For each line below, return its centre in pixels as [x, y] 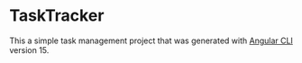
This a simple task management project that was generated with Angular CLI [151, 40]
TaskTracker [57, 16]
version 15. [29, 49]
